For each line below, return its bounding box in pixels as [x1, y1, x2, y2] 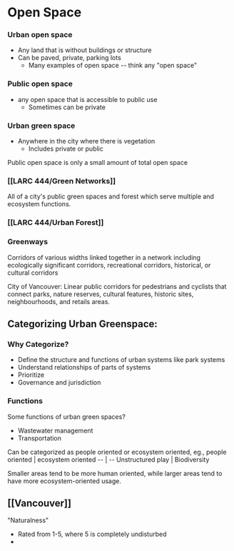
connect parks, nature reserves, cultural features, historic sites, [7, 290, 194, 298]
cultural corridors [7, 268, 58, 277]
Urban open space [7, 30, 73, 40]
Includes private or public [28, 144, 103, 153]
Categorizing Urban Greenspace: [7, 318, 158, 330]
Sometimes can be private [28, 103, 106, 111]
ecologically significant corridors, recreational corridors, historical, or [7, 261, 211, 269]
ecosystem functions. [7, 200, 71, 208]
